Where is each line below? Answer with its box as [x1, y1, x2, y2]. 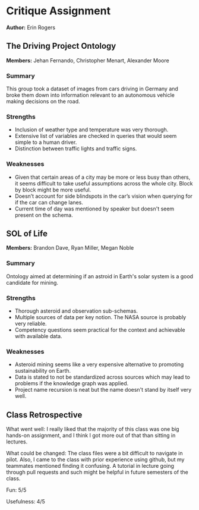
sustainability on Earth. [14, 367, 71, 374]
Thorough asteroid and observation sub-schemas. [14, 307, 138, 314]
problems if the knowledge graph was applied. [14, 380, 129, 387]
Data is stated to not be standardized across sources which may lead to [14, 373, 190, 381]
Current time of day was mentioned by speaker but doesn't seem [14, 205, 175, 212]
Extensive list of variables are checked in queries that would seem [14, 133, 177, 140]
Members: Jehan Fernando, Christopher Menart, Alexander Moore [6, 56, 169, 64]
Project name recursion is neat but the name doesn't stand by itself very [14, 386, 192, 393]
